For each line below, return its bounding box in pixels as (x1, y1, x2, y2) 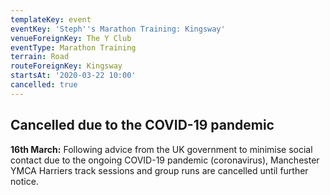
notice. (10, 175, 39, 187)
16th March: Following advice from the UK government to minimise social (10, 143, 313, 155)
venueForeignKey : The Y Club (10, 33, 132, 43)
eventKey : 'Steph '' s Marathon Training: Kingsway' (10, 24, 226, 34)
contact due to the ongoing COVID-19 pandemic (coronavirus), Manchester (10, 154, 320, 166)
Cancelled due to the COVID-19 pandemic (10, 117, 275, 134)
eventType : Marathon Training (10, 42, 137, 53)
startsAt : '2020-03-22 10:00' (10, 71, 137, 81)
